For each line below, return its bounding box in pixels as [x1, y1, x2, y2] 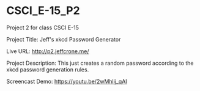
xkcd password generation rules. [6, 65, 89, 73]
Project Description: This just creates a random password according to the [6, 59, 194, 67]
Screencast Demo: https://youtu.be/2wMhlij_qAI [6, 78, 127, 85]
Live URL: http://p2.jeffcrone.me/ [6, 47, 89, 55]
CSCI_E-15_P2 [6, 4, 81, 18]
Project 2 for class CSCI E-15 [6, 24, 80, 31]
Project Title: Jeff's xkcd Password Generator [6, 35, 121, 43]
